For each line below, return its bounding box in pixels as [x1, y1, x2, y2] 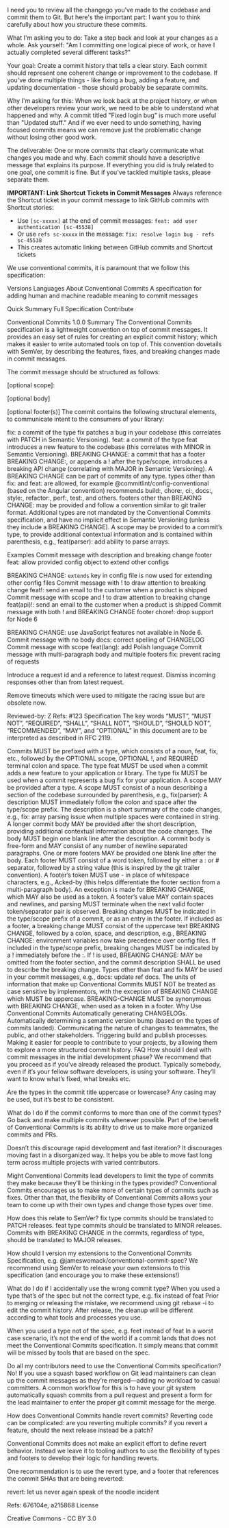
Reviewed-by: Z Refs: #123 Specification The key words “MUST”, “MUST [7, 712, 212, 720]
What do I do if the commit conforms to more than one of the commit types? [7, 1108, 221, 1117]
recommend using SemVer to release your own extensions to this [7, 1264, 191, 1272]
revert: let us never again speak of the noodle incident [7, 1488, 159, 1496]
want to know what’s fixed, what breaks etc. [7, 1075, 131, 1082]
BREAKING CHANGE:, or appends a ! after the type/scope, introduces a [7, 457, 208, 465]
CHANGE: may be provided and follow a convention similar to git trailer [7, 501, 206, 509]
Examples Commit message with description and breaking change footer [7, 551, 212, 559]
